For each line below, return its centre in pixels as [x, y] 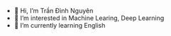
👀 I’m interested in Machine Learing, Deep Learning [89, 18]
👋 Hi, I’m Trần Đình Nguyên [54, 11]
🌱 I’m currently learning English [60, 25]
